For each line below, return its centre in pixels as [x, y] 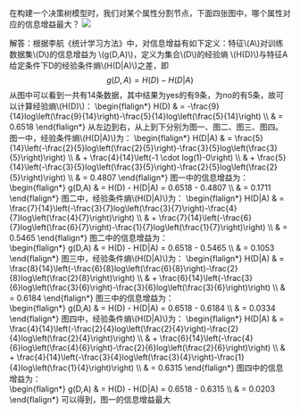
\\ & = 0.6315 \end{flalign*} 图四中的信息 [210, 368]
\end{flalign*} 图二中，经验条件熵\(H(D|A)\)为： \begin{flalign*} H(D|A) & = [147, 198]
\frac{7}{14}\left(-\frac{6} [205, 218]
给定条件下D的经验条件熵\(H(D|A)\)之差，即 [89, 66]
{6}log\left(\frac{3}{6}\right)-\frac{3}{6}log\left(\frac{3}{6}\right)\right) [140, 287]
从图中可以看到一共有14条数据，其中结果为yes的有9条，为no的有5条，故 [143, 95]
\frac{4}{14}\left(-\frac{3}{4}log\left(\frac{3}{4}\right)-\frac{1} [131, 357]
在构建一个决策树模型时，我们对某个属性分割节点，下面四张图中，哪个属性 [146, 13]
